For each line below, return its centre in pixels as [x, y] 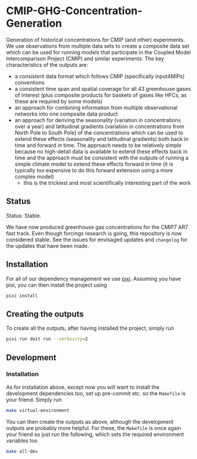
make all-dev [22, 451]
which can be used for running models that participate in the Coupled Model [98, 52]
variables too [22, 440]
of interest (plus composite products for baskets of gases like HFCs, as [101, 95]
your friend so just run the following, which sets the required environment [95, 434]
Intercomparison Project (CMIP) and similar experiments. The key [85, 58]
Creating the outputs [45, 314]
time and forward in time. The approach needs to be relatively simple [98, 145]
